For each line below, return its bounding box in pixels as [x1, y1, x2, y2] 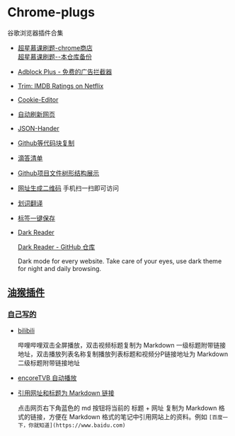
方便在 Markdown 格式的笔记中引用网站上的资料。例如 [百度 [48, 412, 223, 421]
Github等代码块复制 [17, 139, 75, 147]
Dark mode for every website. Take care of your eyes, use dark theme [17, 256, 222, 265]
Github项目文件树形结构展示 [17, 168, 100, 177]
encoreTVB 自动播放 [17, 373, 77, 382]
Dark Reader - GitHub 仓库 [17, 242, 96, 251]
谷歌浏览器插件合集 [7, 28, 64, 37]
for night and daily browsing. [17, 264, 101, 272]
